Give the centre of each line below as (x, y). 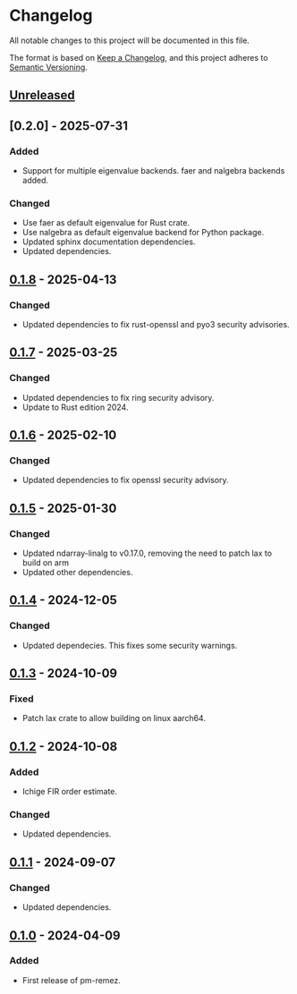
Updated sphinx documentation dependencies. (109, 242)
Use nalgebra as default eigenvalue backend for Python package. (143, 233)
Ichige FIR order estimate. (70, 792)
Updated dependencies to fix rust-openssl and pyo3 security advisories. (156, 324)
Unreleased (42, 95)
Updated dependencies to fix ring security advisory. (118, 397)
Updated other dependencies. (77, 573)
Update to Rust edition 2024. (75, 407)
